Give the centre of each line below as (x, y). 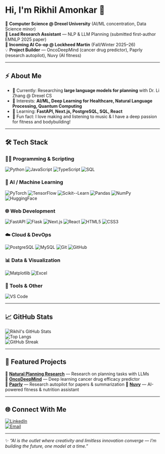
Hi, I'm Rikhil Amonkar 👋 (55, 10)
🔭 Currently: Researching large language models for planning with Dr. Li (86, 90)
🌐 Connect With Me (36, 409)
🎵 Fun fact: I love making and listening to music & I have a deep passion (84, 116)
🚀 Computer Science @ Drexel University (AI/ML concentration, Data (76, 24)
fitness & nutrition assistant (52, 389)
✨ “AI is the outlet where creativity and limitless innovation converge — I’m (81, 441)
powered (14, 389)
